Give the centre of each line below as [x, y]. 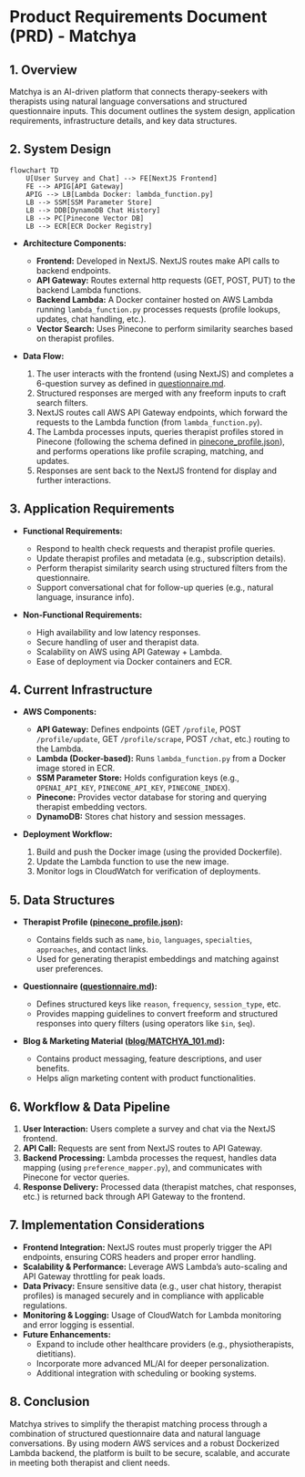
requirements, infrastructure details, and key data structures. [123, 121]
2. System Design [61, 149]
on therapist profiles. [75, 338]
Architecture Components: [75, 243]
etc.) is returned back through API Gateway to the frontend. [134, 1197]
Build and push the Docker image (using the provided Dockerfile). [159, 852]
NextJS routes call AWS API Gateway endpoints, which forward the [162, 412]
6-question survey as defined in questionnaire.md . [131, 383]
